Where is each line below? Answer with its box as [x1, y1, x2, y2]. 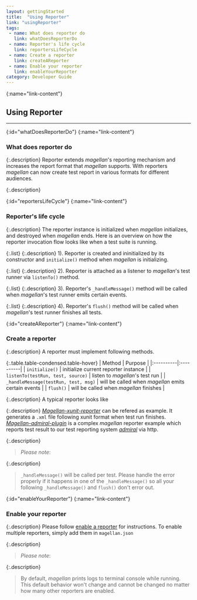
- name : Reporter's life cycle [8, 42, 85, 48]
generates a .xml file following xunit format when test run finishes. [6, 413, 166, 420]
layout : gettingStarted [6, 8, 64, 15]
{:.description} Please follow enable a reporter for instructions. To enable [6, 523, 182, 530]
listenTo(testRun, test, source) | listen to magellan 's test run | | [6, 372, 166, 379]
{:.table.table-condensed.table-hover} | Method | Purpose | [6, 359, 150, 366]
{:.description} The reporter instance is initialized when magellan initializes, [6, 225, 188, 232]
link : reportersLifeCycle [13, 47, 77, 53]
